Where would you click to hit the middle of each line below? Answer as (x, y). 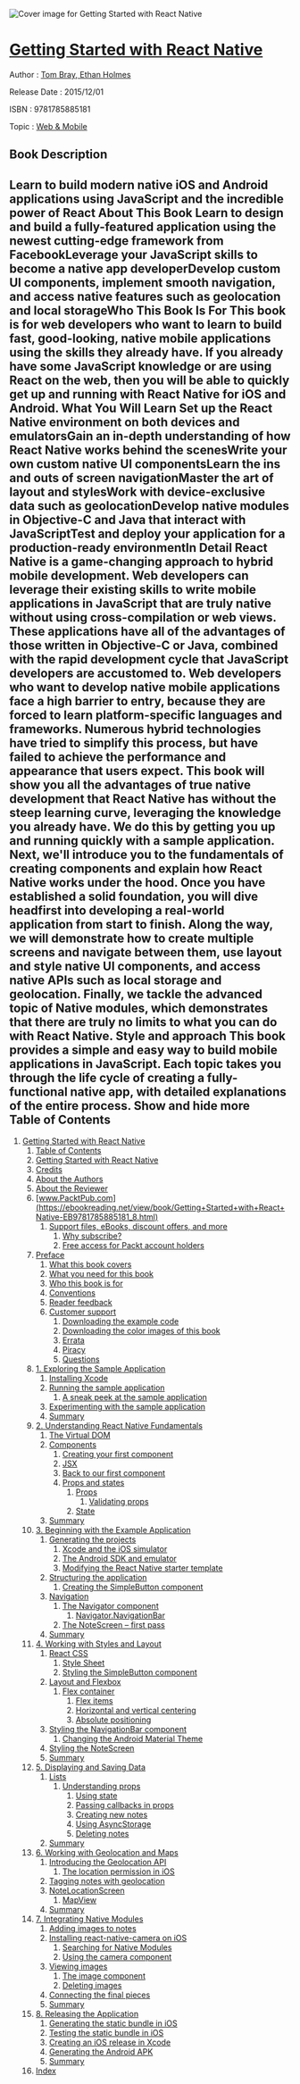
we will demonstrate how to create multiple (132, 938)
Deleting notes (102, 1834)
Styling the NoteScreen (92, 1748)
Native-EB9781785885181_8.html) (97, 1217)
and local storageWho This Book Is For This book (148, 310)
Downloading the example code (121, 1321)
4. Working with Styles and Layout (99, 1644)
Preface (50, 1255)
